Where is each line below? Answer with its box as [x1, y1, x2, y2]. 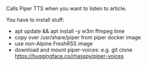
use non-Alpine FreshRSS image [14, 40, 93, 47]
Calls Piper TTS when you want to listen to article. [6, 5, 127, 12]
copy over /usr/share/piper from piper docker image [14, 34, 141, 40]
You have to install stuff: [6, 16, 65, 23]
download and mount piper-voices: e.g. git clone [14, 46, 133, 53]
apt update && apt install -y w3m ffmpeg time [14, 28, 125, 35]
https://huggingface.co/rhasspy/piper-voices [14, 53, 124, 59]
